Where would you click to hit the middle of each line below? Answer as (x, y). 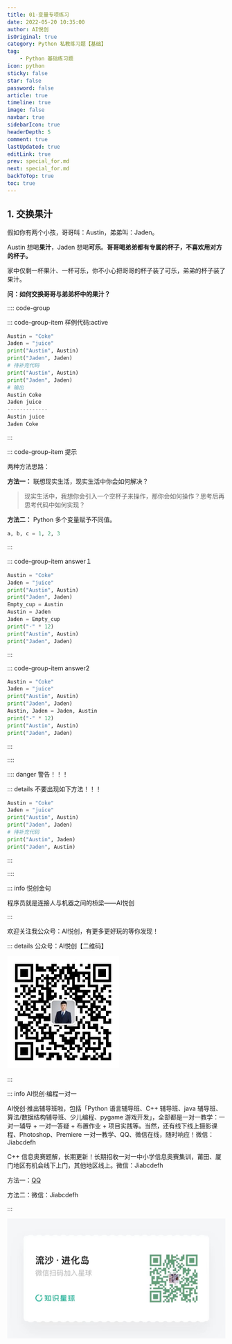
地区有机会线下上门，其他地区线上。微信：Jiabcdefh (88, 1165)
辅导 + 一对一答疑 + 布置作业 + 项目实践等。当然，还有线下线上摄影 (115, 1126)
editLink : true (29, 154)
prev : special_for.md (38, 161)
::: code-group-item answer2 (48, 668)
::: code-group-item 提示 (42, 451)
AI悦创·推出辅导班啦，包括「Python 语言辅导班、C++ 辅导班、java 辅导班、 (115, 1108)
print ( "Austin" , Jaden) (42, 839)
